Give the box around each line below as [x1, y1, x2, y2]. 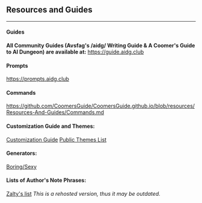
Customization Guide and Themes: [6, 123, 95, 130]
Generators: [6, 150, 37, 157]
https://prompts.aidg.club [6, 75, 69, 83]
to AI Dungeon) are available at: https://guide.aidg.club [6, 48, 144, 56]
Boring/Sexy [6, 163, 37, 170]
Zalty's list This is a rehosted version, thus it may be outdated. [6, 190, 161, 198]
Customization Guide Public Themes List [6, 136, 107, 143]
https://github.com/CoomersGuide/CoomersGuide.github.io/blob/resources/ [6, 102, 195, 110]
